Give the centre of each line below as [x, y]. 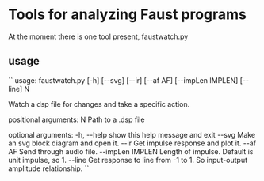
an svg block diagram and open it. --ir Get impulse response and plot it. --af [132, 143]
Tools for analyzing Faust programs [128, 15]
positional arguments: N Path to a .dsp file [77, 119]
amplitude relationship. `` [49, 168]
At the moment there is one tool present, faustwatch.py [98, 36]
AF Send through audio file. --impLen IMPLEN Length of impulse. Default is [131, 151]
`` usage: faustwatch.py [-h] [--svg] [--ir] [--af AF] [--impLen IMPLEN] [123, 80]
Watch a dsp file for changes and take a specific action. [99, 104]
